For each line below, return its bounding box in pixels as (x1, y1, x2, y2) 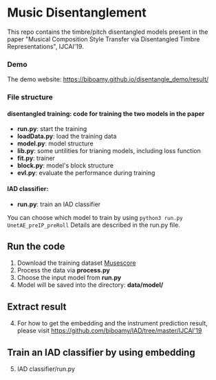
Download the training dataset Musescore (17, 259, 136, 267)
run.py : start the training (17, 125, 87, 133)
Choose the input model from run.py (17, 274, 122, 282)
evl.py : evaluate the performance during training (17, 169, 155, 177)
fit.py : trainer (17, 154, 55, 163)
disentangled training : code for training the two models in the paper (7, 109, 205, 118)
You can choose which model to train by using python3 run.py (7, 213, 184, 221)
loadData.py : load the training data (17, 132, 117, 141)
